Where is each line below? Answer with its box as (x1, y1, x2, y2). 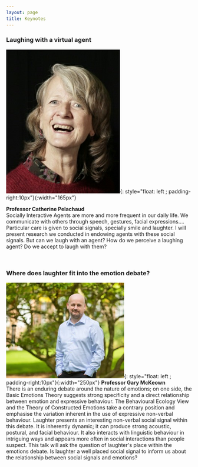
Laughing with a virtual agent (6, 36, 92, 44)
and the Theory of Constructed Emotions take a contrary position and (6, 404, 175, 411)
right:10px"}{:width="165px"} (6, 194, 77, 201)
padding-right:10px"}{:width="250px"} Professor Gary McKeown (6, 379, 166, 386)
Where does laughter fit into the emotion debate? (6, 269, 150, 277)
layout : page (6, 9, 38, 15)
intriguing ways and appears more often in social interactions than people (6, 435, 185, 442)
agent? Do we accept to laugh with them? (6, 243, 107, 250)
